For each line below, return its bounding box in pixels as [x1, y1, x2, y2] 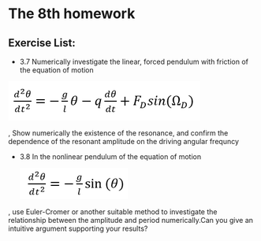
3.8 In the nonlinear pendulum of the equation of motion [19, 152, 202, 161]
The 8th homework [8, 5, 136, 23]
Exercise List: [8, 36, 76, 50]
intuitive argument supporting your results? [8, 224, 148, 233]
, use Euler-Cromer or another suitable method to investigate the [8, 207, 218, 217]
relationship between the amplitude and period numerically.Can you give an [8, 216, 254, 224]
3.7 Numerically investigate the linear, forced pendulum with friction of [19, 57, 248, 66]
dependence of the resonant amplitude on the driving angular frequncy [8, 137, 239, 146]
